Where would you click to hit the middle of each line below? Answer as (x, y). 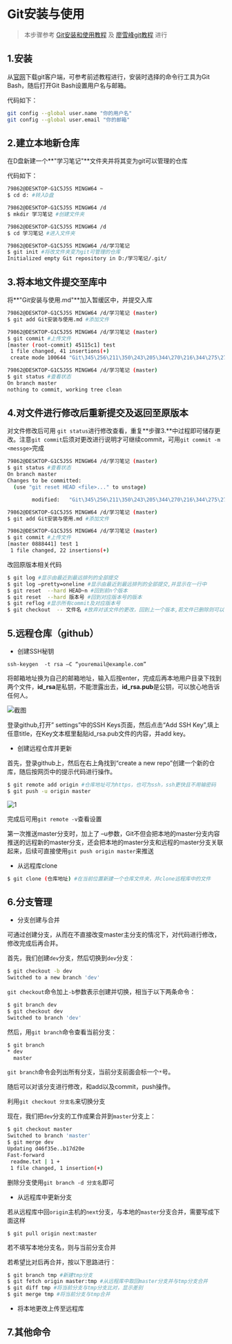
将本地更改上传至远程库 (50, 1309)
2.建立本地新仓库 (43, 143)
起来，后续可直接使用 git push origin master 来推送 (80, 850)
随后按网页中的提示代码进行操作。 (67, 771)
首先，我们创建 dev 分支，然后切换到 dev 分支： (71, 958)
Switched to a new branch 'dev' (54, 978)
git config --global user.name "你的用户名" (70, 113)
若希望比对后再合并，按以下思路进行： (61, 1262)
